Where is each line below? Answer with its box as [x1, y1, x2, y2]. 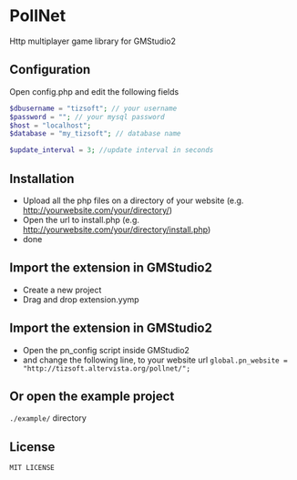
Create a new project [22, 284, 102, 295]
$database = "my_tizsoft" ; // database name [9, 129, 181, 138]
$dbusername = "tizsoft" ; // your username [9, 104, 178, 113]
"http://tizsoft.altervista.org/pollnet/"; [22, 363, 191, 373]
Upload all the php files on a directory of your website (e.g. [22, 195, 244, 206]
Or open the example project [9, 388, 175, 403]
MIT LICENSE [9, 464, 55, 473]
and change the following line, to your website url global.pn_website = [22, 354, 289, 365]
